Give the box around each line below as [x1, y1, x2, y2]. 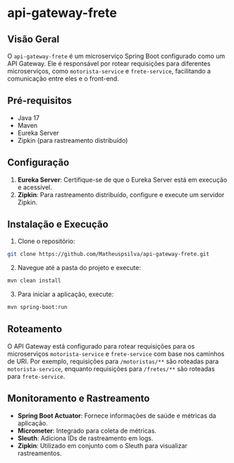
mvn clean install [7, 277, 61, 284]
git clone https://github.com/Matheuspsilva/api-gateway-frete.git [7, 251, 210, 258]
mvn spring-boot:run [7, 304, 68, 311]
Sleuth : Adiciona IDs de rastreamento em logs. [17, 433, 154, 443]
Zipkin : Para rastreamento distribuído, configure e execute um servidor [17, 190, 225, 199]
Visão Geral [7, 33, 60, 45]
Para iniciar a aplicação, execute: [17, 290, 114, 298]
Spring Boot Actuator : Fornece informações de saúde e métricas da [17, 411, 216, 420]
